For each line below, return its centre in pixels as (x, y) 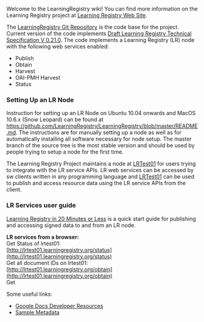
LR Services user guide (41, 205)
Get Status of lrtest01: (33, 243)
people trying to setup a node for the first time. (65, 152)
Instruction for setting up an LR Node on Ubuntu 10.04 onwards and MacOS (101, 113)
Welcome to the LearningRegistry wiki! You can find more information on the (102, 9)
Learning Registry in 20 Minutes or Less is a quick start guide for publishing (101, 219)
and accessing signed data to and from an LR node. (71, 225)
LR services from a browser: (43, 237)
